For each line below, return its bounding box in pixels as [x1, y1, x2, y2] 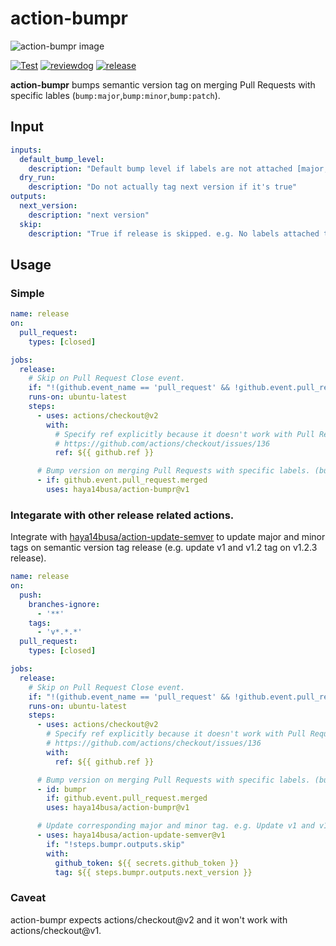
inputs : [10, 145, 43, 155]
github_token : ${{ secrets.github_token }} [54, 858, 240, 868]
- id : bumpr [36, 784, 87, 794]
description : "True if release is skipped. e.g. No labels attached [28, 228, 320, 239]
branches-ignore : [28, 599, 101, 609]
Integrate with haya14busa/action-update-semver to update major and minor [10, 531, 326, 543]
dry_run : [19, 173, 56, 183]
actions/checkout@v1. [10, 924, 102, 936]
